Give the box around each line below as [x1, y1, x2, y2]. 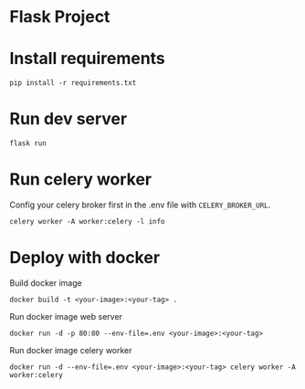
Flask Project [9, 6, 110, 27]
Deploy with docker [9, 247, 161, 268]
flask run [9, 139, 47, 148]
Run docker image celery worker [9, 344, 132, 355]
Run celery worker [9, 169, 152, 190]
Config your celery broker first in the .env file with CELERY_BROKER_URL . [9, 199, 271, 210]
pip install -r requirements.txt [9, 79, 137, 88]
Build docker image [9, 277, 82, 289]
